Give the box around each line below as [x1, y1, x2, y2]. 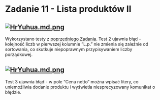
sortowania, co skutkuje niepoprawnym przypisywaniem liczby [5, 47, 132, 52]
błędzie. [5, 89, 22, 95]
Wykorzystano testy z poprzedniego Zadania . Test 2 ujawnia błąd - [5, 36, 141, 42]
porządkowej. [5, 51, 33, 57]
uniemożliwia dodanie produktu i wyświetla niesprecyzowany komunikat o [5, 84, 155, 90]
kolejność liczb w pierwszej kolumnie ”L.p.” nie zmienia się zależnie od [5, 41, 149, 47]
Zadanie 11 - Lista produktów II [5, 3, 131, 15]
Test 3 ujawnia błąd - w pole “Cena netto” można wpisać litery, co [5, 78, 139, 84]
